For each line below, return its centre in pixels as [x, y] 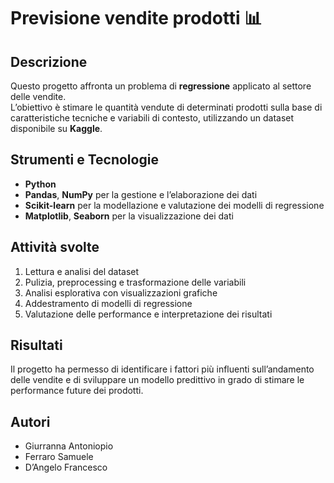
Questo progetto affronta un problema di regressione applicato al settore [161, 86]
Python [40, 184]
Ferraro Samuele [59, 457]
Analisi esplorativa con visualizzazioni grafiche [121, 292]
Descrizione [49, 61]
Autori [30, 421]
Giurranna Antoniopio [69, 446]
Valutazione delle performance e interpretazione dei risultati [148, 314]
